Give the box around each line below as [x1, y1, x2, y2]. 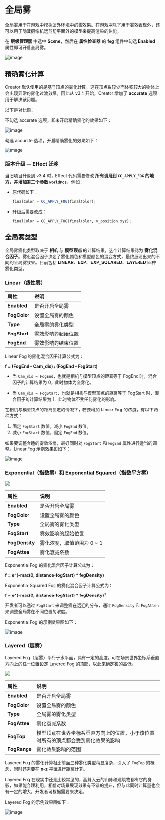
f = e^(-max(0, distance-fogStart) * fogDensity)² [5, 593, 107, 598]
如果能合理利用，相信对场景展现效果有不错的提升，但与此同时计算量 [13, 783, 151, 788]
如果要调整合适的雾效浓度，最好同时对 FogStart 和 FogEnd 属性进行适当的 [5, 440, 153, 446]
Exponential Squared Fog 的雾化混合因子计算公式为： [5, 583, 113, 589]
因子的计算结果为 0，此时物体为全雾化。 [12, 379, 94, 385]
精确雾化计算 [5, 70, 44, 78]
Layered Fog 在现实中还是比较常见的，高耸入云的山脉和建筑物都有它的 [5, 776, 148, 782]
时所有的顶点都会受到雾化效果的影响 [36, 737, 120, 744]
